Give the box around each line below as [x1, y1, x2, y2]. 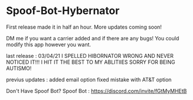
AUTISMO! [6, 64, 32, 71]
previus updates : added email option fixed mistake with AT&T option [6, 76, 172, 83]
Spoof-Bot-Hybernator [6, 4, 120, 18]
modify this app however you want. [6, 41, 92, 48]
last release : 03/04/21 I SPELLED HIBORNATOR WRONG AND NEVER [6, 52, 174, 59]
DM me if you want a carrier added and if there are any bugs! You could [6, 35, 180, 42]
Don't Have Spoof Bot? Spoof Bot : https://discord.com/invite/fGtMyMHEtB [6, 87, 187, 94]
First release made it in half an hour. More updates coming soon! [6, 23, 162, 30]
